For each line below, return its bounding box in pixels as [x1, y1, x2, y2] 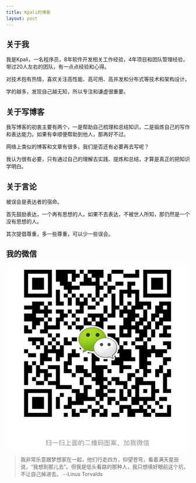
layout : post [6, 15, 38, 22]
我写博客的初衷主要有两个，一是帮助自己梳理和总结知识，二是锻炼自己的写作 [6, 123, 190, 131]
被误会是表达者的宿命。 [6, 198, 62, 205]
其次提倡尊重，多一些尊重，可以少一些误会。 [6, 230, 114, 237]
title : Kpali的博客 [6, 9, 51, 15]
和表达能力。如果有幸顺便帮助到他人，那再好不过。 [6, 131, 129, 138]
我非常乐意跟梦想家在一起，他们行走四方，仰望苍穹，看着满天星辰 [20, 456, 179, 463]
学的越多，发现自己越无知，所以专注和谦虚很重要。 [6, 88, 129, 95]
